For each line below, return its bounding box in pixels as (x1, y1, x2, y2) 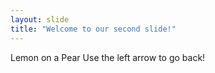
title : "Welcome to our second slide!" (10, 24, 177, 34)
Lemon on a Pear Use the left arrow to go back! (10, 51, 206, 63)
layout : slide (10, 14, 70, 25)
